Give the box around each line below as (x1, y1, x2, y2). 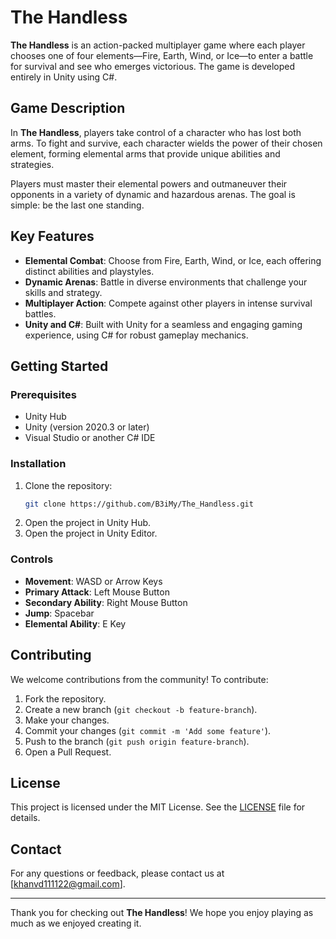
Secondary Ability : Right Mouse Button (24, 596, 188, 608)
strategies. (10, 158, 55, 170)
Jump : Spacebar (24, 607, 95, 619)
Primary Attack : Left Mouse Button (24, 586, 170, 598)
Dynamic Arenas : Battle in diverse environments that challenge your (24, 276, 308, 288)
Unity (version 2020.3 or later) (24, 421, 150, 433)
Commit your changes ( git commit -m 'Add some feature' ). (24, 724, 272, 736)
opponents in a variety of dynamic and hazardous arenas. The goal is (10, 188, 296, 200)
